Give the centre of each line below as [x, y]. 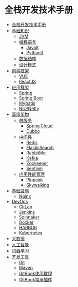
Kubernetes [30, 233]
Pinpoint [35, 180]
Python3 [35, 52]
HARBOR [28, 227]
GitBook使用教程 [35, 273]
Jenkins [27, 212]
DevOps [20, 201]
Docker [26, 222]
